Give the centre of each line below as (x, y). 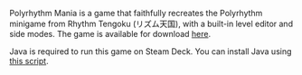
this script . (29, 61)
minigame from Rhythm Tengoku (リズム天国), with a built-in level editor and (151, 23)
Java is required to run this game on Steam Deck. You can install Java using (151, 52)
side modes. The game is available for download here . (110, 34)
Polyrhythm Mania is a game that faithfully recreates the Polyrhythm (136, 13)
